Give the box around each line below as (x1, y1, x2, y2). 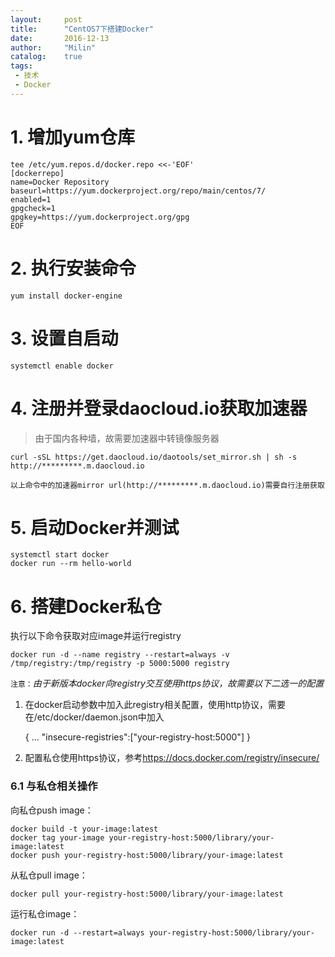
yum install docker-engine (10, 291, 123, 301)
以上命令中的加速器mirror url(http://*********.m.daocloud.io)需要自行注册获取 (10, 480, 325, 490)
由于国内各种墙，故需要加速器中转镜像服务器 (34, 432, 220, 444)
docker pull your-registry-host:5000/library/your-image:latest (10, 889, 284, 899)
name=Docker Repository (10, 177, 110, 187)
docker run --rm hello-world (10, 559, 132, 569)
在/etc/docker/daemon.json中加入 (24, 711, 165, 723)
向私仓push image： (10, 804, 94, 816)
